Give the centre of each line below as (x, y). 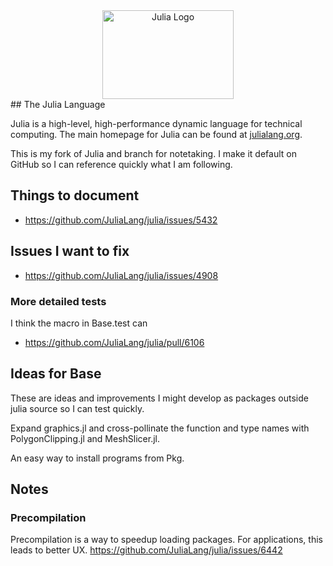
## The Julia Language (58, 104)
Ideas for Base (56, 374)
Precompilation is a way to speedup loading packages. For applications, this (166, 540)
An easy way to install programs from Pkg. (97, 458)
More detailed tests (58, 301)
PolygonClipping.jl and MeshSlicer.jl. (85, 438)
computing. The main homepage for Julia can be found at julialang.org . (156, 134)
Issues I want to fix (70, 251)
